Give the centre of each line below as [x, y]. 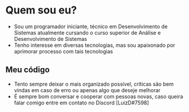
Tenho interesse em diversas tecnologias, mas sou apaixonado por [94, 45]
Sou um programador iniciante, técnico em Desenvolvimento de [91, 26]
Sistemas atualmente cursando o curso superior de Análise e [87, 32]
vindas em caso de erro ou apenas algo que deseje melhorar [87, 90]
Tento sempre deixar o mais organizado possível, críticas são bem [94, 84]
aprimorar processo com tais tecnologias [63, 51]
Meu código [28, 70]
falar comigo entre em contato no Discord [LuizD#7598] [81, 103]
